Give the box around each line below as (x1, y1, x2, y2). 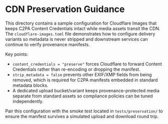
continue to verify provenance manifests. (5, 41, 90, 47)
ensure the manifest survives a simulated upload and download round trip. (5, 113, 159, 119)
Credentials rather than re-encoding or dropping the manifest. (12, 66, 140, 72)
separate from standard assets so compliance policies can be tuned (12, 93, 153, 99)
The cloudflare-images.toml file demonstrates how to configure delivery (5, 31, 155, 37)
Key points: (5, 51, 29, 57)
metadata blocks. (12, 82, 49, 88)
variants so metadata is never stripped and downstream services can (5, 36, 148, 42)
